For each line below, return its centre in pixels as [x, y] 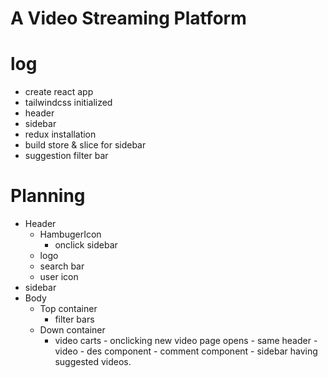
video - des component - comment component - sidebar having [186, 351]
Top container [68, 309]
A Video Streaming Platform [128, 18]
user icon [59, 277]
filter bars [74, 319]
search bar [62, 266]
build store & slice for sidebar [85, 145]
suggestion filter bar [66, 156]
